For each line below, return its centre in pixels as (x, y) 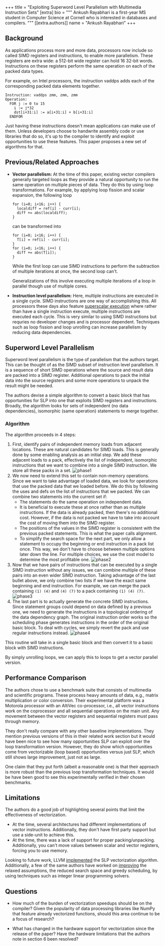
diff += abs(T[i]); (37, 253)
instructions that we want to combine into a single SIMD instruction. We (84, 465)
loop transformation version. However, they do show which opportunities (79, 746)
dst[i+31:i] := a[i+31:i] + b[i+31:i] (54, 112)
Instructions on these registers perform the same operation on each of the (80, 66)
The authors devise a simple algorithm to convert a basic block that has (77, 395)
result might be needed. (29, 386)
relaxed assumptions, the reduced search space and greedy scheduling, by (82, 871)
